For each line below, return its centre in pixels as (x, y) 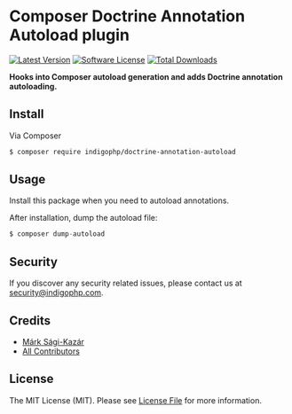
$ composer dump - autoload (57, 234)
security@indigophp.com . (56, 293)
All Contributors (51, 351)
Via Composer (36, 136)
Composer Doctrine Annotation (127, 16)
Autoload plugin (70, 35)
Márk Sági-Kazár (53, 341)
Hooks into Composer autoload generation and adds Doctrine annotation (146, 76)
